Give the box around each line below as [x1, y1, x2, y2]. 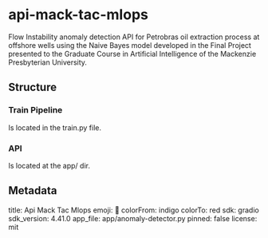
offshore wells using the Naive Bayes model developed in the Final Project [8, 40, 251, 50]
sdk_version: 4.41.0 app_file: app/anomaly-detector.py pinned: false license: [8, 213, 258, 223]
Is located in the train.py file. [8, 122, 102, 133]
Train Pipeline [8, 105, 63, 116]
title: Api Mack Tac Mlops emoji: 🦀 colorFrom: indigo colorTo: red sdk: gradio [8, 205, 259, 215]
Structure [8, 81, 57, 94]
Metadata [8, 184, 57, 197]
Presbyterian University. [8, 58, 88, 67]
